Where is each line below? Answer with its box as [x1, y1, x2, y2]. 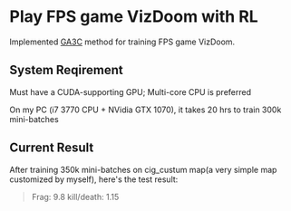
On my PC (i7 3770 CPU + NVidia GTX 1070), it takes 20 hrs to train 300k [9, 104, 282, 115]
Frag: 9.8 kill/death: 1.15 [31, 191, 120, 202]
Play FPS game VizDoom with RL [9, 6, 258, 27]
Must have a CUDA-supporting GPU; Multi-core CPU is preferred [9, 86, 252, 97]
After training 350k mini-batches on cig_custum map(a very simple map [9, 164, 277, 175]
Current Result [9, 140, 94, 156]
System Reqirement [9, 62, 124, 78]
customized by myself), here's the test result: [9, 174, 179, 185]
